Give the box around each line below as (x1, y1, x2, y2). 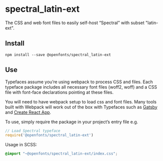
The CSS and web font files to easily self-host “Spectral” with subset (5, 20, 145, 26)
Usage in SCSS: (5, 142, 37, 148)
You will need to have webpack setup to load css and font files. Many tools (5, 98, 157, 104)
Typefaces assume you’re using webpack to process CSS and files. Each (5, 79, 153, 85)
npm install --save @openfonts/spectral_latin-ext (5, 52, 111, 57)
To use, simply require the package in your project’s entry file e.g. (5, 119, 138, 125)
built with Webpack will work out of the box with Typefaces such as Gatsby (5, 104, 158, 110)
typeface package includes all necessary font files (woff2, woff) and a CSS (5, 84, 158, 90)
